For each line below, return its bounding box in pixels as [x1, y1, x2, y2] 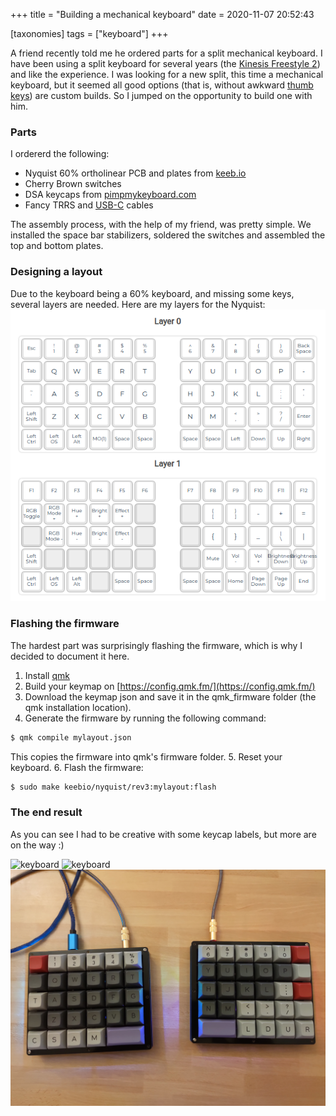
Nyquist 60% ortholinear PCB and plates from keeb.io [24, 167, 247, 179]
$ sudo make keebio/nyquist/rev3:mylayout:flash [10, 782, 217, 792]
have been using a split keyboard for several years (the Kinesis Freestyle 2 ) [10, 58, 321, 69]
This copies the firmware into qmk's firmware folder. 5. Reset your [10, 750, 283, 763]
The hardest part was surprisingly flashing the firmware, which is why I [10, 639, 303, 651]
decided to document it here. [10, 650, 130, 662]
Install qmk [24, 669, 70, 681]
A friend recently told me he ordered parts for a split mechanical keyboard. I [10, 47, 323, 59]
